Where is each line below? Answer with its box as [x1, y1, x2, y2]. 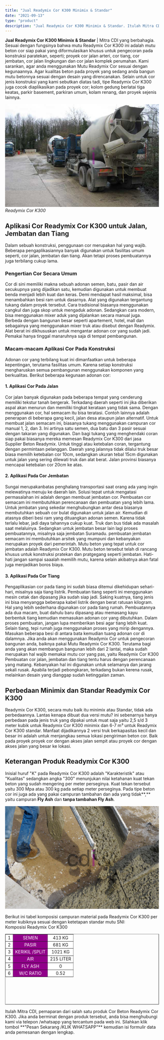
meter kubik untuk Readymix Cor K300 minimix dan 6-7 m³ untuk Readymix [5, 723, 157, 729]
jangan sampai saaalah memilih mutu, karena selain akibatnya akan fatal [14, 556, 159, 562]
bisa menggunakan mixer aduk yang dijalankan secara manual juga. [5, 312, 142, 318]
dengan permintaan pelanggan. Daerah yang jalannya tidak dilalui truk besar [5, 446, 159, 452]
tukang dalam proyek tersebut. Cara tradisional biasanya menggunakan [5, 302, 149, 308]
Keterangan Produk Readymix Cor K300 [5, 757, 130, 766]
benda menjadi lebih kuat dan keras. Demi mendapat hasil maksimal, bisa [5, 291, 152, 298]
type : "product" [5, 18, 38, 23]
